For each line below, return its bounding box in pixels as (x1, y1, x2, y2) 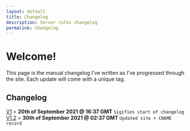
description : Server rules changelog (6, 19, 98, 25)
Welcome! (6, 50, 57, 63)
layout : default (6, 8, 45, 15)
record (6, 120, 22, 126)
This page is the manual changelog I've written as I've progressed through (6, 70, 185, 77)
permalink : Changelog (6, 25, 59, 31)
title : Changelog (6, 14, 48, 20)
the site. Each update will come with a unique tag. (6, 75, 125, 82)
